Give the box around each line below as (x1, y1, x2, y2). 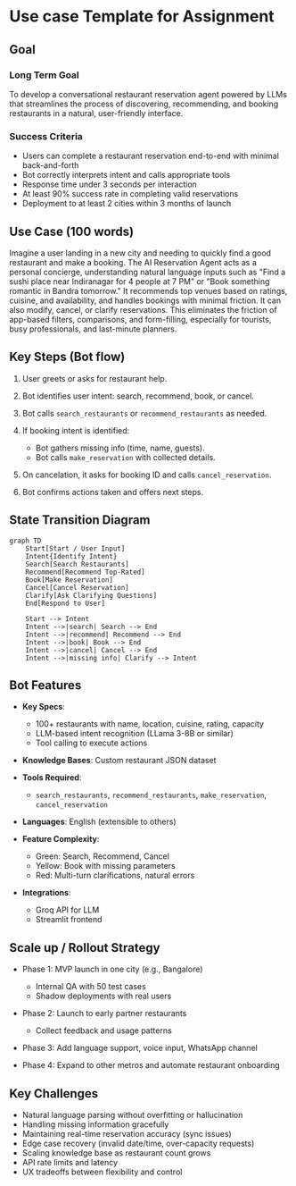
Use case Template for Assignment (9, 6, 275, 27)
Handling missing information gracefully (21, 1119, 169, 1130)
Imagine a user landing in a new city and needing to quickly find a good (9, 248, 272, 258)
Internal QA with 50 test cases (35, 981, 147, 992)
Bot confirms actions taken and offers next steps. (21, 486, 204, 497)
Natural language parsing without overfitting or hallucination (21, 1110, 243, 1121)
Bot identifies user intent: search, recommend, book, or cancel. (21, 391, 254, 401)
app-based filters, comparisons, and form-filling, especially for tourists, (9, 314, 272, 324)
